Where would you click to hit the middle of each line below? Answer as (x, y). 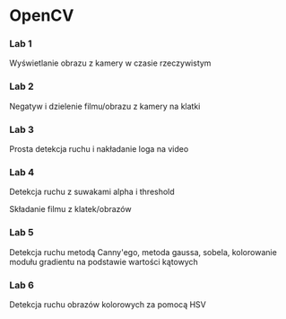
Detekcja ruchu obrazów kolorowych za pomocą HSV (108, 304)
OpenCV (42, 16)
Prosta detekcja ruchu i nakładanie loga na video (99, 149)
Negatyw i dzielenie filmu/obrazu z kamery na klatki (105, 106)
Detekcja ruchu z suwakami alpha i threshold (92, 192)
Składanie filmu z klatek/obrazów (70, 209)
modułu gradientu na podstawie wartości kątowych (104, 261)
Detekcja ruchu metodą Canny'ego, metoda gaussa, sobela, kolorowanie (143, 252)
